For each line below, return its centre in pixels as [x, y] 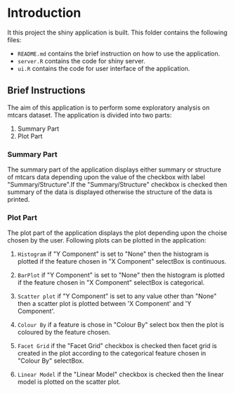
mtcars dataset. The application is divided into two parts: [90, 115]
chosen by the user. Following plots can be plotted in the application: [107, 240]
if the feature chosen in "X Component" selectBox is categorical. [111, 283]
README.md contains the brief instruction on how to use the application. [119, 53]
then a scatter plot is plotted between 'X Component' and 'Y [104, 304]
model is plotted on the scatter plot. [69, 382]
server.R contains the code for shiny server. [81, 60]
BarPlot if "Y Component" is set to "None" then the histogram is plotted [121, 275]
